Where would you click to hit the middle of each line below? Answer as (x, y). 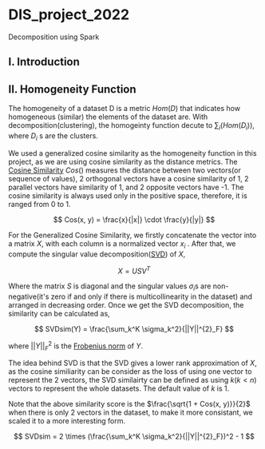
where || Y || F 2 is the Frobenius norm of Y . (76, 346)
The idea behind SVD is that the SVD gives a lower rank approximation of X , (132, 363)
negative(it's (29, 296)
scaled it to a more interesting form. (67, 421)
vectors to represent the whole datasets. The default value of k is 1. (119, 388)
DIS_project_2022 (69, 15)
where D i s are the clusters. (53, 136)
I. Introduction (44, 62)
